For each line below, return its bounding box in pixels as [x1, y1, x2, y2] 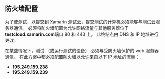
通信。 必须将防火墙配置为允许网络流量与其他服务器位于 [13, 25, 129, 31]
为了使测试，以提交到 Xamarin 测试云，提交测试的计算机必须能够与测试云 [5, 19, 156, 25]
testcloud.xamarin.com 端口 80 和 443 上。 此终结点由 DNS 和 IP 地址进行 [5, 31, 159, 37]
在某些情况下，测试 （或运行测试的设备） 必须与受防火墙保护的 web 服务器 [5, 47, 159, 53]
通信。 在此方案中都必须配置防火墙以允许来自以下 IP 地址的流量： [5, 54, 140, 60]
